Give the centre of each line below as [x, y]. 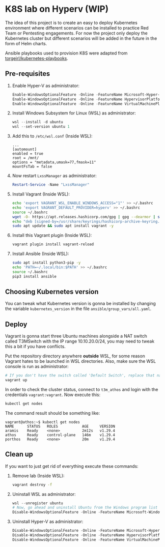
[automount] [24, 149]
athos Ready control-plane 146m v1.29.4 [60, 435]
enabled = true [28, 154]
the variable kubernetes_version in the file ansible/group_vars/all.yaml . [78, 309]
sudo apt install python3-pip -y [46, 263]
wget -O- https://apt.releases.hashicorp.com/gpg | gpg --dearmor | [84, 217]
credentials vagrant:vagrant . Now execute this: [53, 395]
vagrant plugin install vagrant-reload [53, 244]
